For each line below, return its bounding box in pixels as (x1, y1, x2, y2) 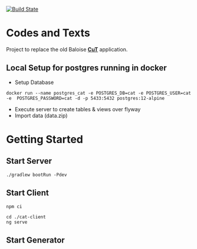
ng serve (6, 219, 28, 225)
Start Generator (6, 235, 65, 245)
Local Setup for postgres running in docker (6, 63, 167, 73)
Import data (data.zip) (14, 112, 68, 119)
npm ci (6, 203, 22, 209)
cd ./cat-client (6, 214, 46, 220)
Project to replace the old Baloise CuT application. (6, 46, 128, 53)
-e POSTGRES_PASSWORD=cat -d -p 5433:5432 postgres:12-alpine (6, 95, 165, 101)
